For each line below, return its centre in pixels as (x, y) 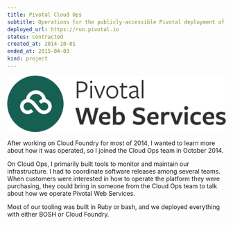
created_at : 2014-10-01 (42, 44)
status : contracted (35, 37)
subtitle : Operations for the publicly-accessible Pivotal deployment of (116, 22)
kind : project (28, 59)
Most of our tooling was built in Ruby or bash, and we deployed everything (114, 207)
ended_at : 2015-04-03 (38, 51)
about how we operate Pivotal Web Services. (71, 193)
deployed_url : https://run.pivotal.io (63, 29)
